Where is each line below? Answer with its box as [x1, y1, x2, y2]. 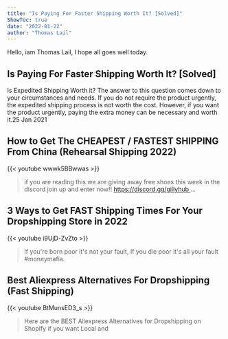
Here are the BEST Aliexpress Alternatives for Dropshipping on [23, 317, 201, 325]
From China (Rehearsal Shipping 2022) [7, 146, 177, 158]
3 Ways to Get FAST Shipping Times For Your [7, 205, 203, 217]
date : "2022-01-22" [7, 23, 63, 30]
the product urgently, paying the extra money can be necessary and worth [7, 108, 218, 117]
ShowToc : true [7, 17, 48, 23]
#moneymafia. [23, 254, 65, 263]
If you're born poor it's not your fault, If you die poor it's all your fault [23, 247, 218, 255]
